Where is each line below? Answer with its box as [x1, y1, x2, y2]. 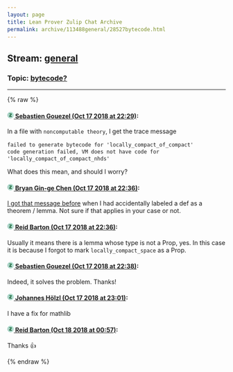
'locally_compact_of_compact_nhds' [7, 155, 110, 162]
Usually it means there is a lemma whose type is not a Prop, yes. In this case [7, 238, 225, 246]
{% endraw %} [7, 357, 50, 366]
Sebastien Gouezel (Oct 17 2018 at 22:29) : [15, 112, 139, 120]
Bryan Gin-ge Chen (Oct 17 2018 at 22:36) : [15, 184, 140, 192]
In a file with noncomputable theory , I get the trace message [7, 127, 177, 135]
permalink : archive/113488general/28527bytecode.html [7, 26, 166, 33]
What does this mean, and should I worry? [7, 167, 128, 176]
